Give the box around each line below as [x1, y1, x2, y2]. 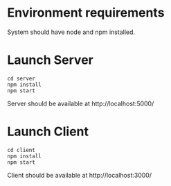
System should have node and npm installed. [7, 28, 136, 36]
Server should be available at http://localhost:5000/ [7, 99, 154, 108]
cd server [7, 75, 36, 82]
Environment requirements [7, 5, 165, 21]
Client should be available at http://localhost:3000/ [7, 171, 152, 179]
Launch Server [7, 52, 93, 68]
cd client [7, 146, 36, 153]
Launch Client [7, 124, 89, 139]
